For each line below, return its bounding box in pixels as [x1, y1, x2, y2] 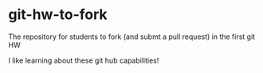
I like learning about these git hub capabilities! [8, 56, 159, 65]
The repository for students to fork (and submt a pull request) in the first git [8, 32, 256, 41]
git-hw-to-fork [8, 6, 108, 24]
